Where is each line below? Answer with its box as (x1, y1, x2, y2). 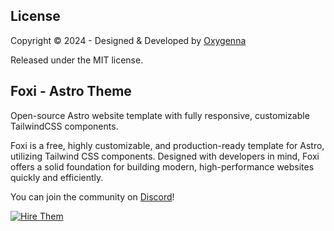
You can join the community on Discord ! (10, 190, 175, 203)
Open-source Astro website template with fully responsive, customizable (10, 109, 310, 121)
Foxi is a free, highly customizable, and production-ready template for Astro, (10, 139, 325, 151)
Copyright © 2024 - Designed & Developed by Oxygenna (10, 34, 247, 46)
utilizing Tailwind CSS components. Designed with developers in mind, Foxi (10, 150, 320, 162)
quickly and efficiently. (10, 171, 104, 183)
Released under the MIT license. (10, 54, 144, 66)
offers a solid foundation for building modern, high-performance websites (10, 160, 315, 173)
